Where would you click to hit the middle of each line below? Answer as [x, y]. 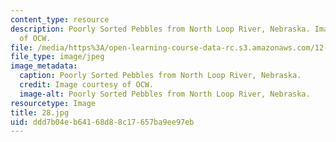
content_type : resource [60, 19]
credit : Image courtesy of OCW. [87, 85]
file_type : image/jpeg [57, 57]
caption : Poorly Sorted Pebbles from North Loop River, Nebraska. [160, 76]
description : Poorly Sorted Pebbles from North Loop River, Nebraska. [160, 29]
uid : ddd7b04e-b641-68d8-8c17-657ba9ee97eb [102, 122]
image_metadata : [44, 66]
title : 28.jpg [40, 112]
